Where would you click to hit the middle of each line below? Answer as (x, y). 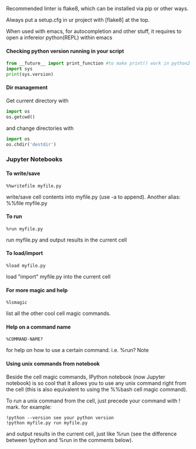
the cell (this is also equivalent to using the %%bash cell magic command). (97, 389)
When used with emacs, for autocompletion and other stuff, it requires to (94, 31)
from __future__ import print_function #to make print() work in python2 (98, 63)
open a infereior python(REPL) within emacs (59, 37)
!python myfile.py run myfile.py (47, 423)
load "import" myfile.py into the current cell (58, 277)
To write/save (23, 173)
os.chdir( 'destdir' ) (31, 144)
